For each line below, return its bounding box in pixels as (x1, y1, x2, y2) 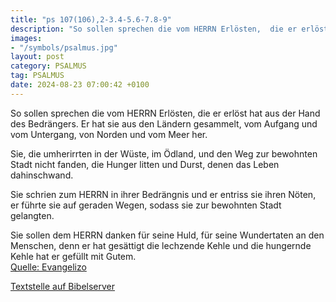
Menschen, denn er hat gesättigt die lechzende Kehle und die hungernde (10, 239, 312, 251)
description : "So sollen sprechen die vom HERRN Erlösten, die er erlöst (10, 24, 329, 34)
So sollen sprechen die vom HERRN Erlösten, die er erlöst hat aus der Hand (10, 107, 321, 119)
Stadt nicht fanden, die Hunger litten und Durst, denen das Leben (10, 158, 280, 170)
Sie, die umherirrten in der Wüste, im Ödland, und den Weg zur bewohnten (10, 147, 318, 160)
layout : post (10, 52, 65, 62)
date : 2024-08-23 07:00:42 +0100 (10, 80, 150, 90)
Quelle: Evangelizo (10, 261, 87, 273)
